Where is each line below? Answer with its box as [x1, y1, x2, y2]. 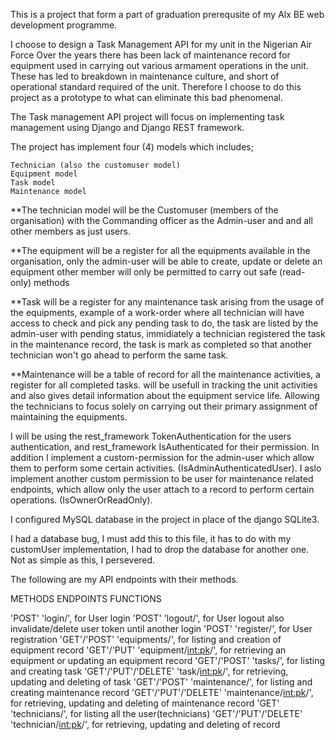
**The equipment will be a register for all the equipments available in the [10, 245, 311, 256]
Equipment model [10, 169, 78, 179]
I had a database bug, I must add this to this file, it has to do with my [10, 533, 292, 544]
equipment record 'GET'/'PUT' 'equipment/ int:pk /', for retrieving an [10, 644, 287, 656]
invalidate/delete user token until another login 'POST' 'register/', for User [10, 623, 313, 634]
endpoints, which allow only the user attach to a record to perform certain [10, 484, 315, 495]
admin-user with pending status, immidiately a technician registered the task [10, 328, 326, 339]
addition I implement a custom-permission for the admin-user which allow [10, 452, 315, 463]
